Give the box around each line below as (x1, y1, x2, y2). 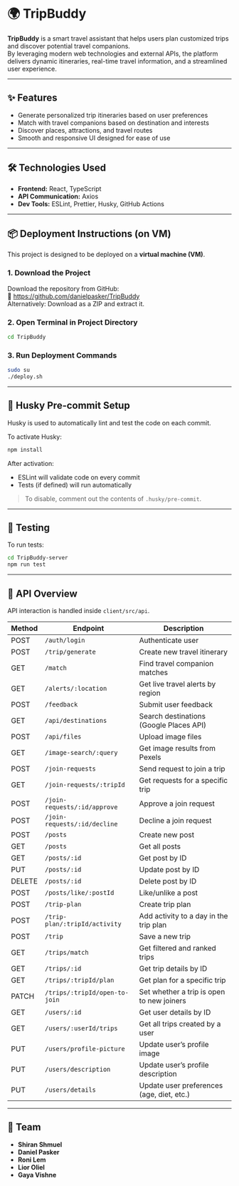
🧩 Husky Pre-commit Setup (7, 400, 130, 412)
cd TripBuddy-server (7, 554, 69, 562)
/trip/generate (45, 647, 96, 656)
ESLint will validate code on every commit (17, 472, 140, 482)
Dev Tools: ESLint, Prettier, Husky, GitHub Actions (17, 199, 165, 208)
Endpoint (73, 623, 105, 633)
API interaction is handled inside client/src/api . (7, 606, 150, 614)
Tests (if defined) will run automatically (17, 480, 132, 489)
